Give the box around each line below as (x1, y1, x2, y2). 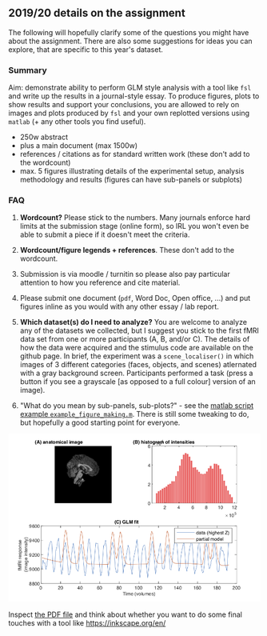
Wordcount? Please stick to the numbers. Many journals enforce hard (19, 213, 250, 222)
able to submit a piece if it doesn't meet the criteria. (19, 230, 190, 239)
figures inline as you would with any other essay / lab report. (19, 302, 220, 311)
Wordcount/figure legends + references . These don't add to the (19, 246, 234, 255)
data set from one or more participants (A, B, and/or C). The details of (19, 334, 250, 344)
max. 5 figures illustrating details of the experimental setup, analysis (19, 166, 245, 176)
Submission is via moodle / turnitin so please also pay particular (19, 270, 230, 279)
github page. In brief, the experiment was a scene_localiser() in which (19, 351, 254, 361)
